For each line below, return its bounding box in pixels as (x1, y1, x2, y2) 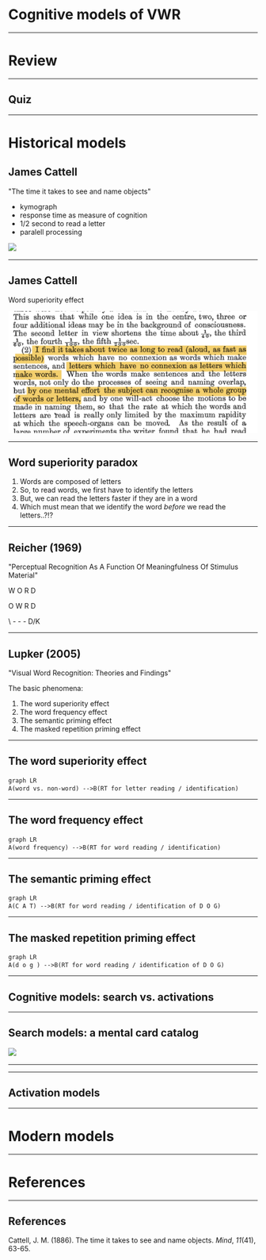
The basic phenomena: (8, 684, 83, 693)
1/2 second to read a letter (19, 218, 106, 228)
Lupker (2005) (8, 647, 82, 660)
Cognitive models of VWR (8, 6, 181, 24)
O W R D (8, 601, 36, 611)
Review (8, 52, 58, 70)
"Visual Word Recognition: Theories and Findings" (8, 668, 172, 678)
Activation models (8, 1086, 101, 1100)
